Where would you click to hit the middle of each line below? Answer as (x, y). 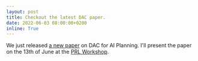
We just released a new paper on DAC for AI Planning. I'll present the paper (99, 45)
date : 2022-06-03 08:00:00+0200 (46, 23)
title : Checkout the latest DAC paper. (56, 17)
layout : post (22, 12)
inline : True (22, 28)
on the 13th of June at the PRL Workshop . (58, 52)
